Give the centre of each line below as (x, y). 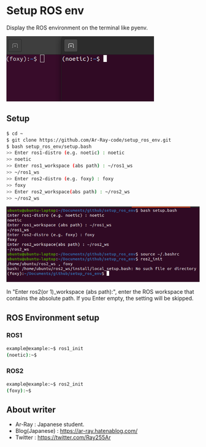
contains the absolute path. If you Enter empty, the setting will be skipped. (100, 299)
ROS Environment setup (53, 317)
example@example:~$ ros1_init (45, 348)
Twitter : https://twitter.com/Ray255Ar (63, 437)
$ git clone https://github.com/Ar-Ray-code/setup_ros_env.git (89, 140)
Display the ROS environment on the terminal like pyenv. (77, 28)
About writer (31, 410)
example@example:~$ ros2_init (45, 384)
